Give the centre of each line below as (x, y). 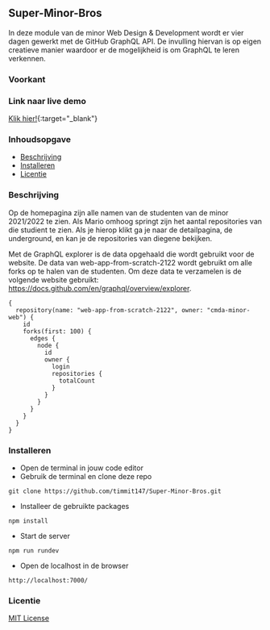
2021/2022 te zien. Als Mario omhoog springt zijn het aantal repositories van (135, 221)
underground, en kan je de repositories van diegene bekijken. (110, 238)
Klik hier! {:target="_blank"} (53, 119)
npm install (28, 521)
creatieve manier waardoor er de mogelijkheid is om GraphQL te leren (124, 50)
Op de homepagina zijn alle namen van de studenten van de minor (118, 212)
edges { (43, 338)
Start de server (45, 536)
